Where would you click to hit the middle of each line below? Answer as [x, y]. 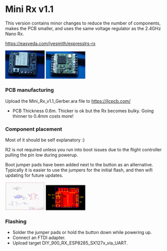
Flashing [16, 221]
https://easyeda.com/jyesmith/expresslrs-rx [50, 43]
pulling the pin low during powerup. [42, 155]
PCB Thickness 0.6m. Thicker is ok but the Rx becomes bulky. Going [83, 111]
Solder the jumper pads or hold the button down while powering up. [82, 232]
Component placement [34, 129]
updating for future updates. [34, 175]
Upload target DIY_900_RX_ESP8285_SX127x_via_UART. [70, 243]
